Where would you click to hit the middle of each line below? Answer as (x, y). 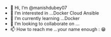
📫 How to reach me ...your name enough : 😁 (58, 29)
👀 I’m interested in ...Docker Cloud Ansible (54, 13)
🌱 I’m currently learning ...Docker (45, 18)
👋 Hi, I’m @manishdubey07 (39, 8)
